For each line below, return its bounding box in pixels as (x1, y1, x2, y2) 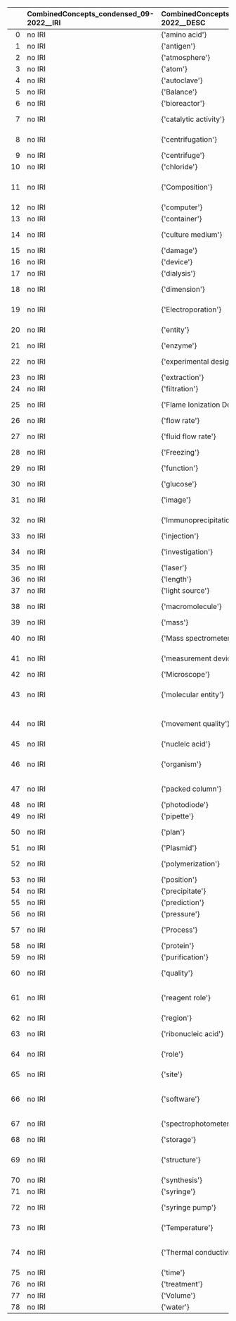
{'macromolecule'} (161, 602, 223, 611)
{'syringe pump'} (161, 1203, 216, 1212)
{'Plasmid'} (161, 843, 197, 852)
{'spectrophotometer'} (161, 1119, 235, 1129)
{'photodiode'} (161, 800, 209, 809)
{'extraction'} (161, 373, 204, 382)
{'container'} (161, 214, 202, 223)
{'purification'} (161, 952, 209, 961)
